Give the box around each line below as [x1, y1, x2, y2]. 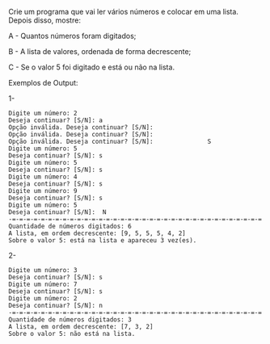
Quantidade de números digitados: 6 [8, 222, 132, 230]
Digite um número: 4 [8, 173, 78, 181]
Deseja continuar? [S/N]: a [8, 116, 103, 124]
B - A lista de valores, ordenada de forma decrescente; [8, 47, 192, 56]
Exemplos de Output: [8, 78, 78, 87]
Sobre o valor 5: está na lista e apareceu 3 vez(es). [8, 237, 197, 245]
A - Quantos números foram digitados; [8, 31, 137, 40]
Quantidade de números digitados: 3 [8, 316, 132, 324]
